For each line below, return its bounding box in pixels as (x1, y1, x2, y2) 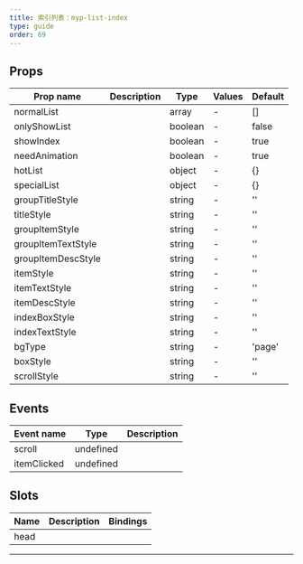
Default (252, 90, 285, 103)
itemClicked (14, 457, 65, 470)
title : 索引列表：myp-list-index (9, 13, 128, 23)
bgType (14, 341, 47, 353)
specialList (14, 179, 60, 192)
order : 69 (9, 30, 47, 39)
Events (9, 400, 50, 416)
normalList (14, 106, 59, 118)
